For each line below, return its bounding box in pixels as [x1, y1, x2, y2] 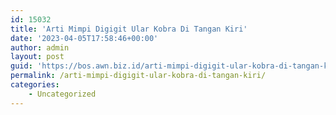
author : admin [10, 42, 70, 53]
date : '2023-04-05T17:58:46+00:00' [10, 33, 159, 43]
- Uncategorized [28, 89, 97, 99]
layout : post [10, 52, 65, 62]
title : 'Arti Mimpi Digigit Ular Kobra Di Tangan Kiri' [10, 24, 248, 34]
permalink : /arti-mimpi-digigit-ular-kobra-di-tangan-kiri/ [10, 71, 267, 81]
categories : [10, 80, 60, 90]
